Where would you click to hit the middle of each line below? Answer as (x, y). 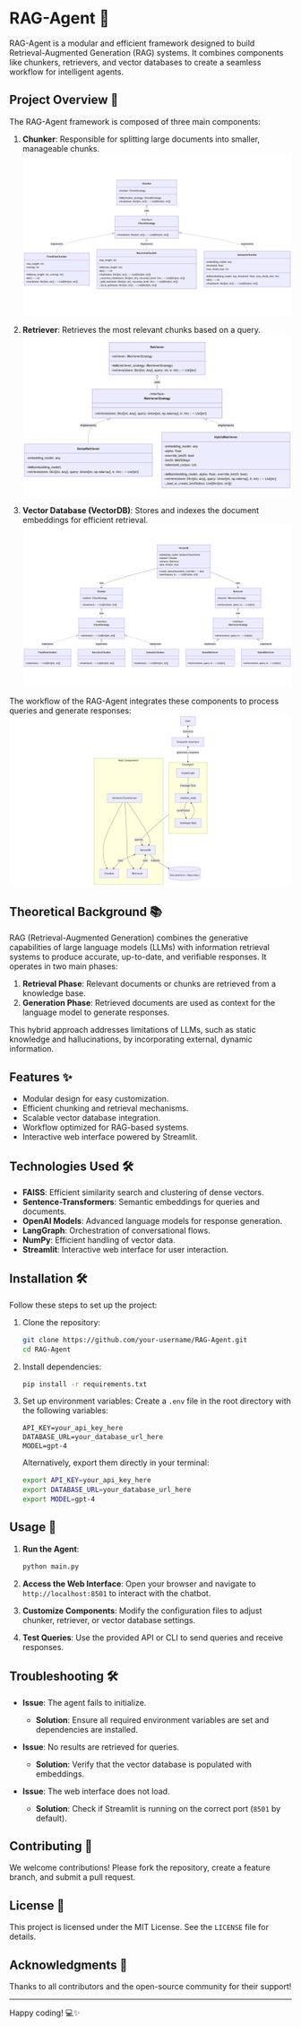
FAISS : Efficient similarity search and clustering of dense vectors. (143, 1192)
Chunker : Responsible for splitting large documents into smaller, (141, 139)
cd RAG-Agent (47, 1350)
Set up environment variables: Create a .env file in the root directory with (156, 1401)
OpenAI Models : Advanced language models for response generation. (152, 1220)
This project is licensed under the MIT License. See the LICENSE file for (139, 1927)
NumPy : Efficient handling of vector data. (99, 1240)
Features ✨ (41, 1077)
